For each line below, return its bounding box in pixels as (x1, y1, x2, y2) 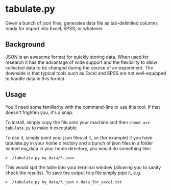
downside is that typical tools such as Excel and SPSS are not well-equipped (5, 70, 166, 76)
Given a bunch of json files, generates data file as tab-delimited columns (5, 20, 158, 26)
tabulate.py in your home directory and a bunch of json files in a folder (5, 140, 153, 146)
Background (5, 40, 45, 49)
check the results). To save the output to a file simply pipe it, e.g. (5, 170, 141, 176)
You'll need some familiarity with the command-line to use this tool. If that (5, 104, 160, 110)
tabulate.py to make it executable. (5, 125, 78, 131)
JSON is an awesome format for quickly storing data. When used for (5, 54, 149, 60)
